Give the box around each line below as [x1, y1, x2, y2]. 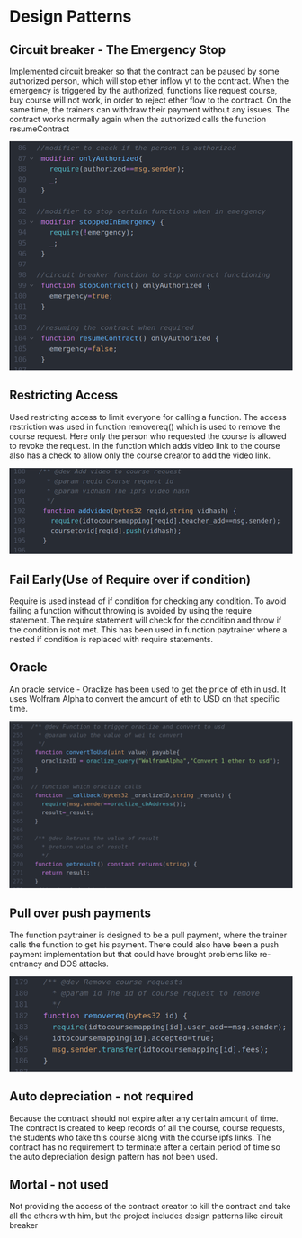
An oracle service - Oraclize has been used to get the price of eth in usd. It [9, 684, 287, 695]
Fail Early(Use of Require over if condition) [9, 571, 252, 587]
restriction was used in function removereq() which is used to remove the [9, 421, 281, 432]
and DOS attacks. [43, 958, 110, 969]
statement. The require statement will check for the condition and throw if [9, 615, 282, 625]
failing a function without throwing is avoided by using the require [9, 605, 253, 615]
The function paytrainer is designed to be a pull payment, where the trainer [9, 929, 288, 940]
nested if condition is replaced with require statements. [9, 633, 214, 644]
